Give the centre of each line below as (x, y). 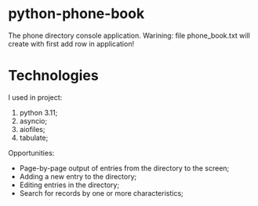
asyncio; (33, 121)
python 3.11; (38, 112)
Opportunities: (31, 153)
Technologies (54, 76)
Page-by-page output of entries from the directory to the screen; (124, 168)
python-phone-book (76, 14)
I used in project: (35, 97)
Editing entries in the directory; (69, 185)
